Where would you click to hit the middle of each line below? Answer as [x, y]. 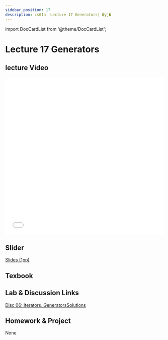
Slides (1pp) [17, 260]
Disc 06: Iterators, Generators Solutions [46, 305]
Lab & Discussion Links [42, 293]
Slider [15, 248]
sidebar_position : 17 [28, 10]
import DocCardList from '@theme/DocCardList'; [56, 29]
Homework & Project [38, 321]
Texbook [19, 276]
